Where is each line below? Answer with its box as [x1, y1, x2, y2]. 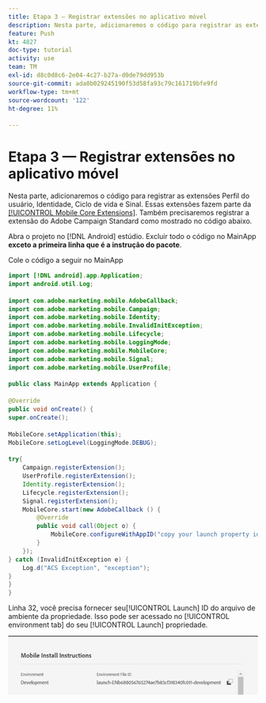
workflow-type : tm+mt [8, 88, 80, 96]
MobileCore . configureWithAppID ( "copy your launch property [50, 530, 249, 538]
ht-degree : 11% [8, 104, 59, 112]
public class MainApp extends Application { [8, 380, 158, 388]
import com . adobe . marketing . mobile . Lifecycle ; [8, 330, 165, 338]
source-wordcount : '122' [8, 96, 90, 104]
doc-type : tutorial [8, 46, 73, 55]
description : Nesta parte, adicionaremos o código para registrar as [8, 21, 243, 29]
